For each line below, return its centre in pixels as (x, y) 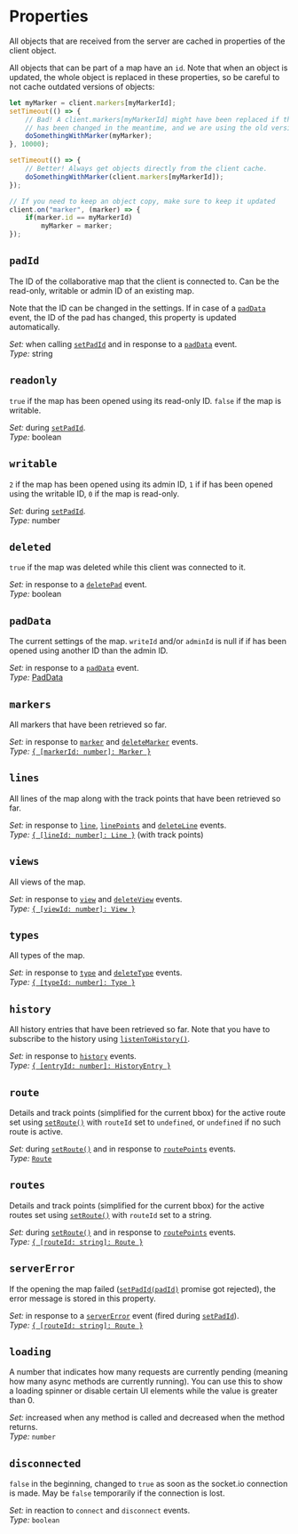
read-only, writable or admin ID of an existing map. (102, 290)
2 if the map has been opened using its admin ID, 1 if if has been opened (141, 484)
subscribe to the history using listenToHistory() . (100, 1039)
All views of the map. (47, 882)
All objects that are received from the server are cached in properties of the (147, 41)
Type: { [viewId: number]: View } (72, 908)
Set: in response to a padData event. (74, 668)
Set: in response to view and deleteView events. (96, 899)
